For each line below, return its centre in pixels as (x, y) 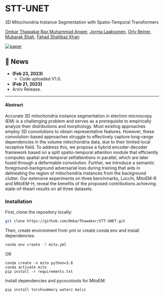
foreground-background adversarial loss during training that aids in (73, 168)
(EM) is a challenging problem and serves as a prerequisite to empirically (78, 121)
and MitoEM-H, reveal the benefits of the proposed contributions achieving (81, 183)
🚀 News (17, 62)
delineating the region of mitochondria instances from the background (76, 173)
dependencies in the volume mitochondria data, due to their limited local (78, 142)
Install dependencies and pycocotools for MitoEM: (55, 281)
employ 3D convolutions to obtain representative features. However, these (80, 131)
